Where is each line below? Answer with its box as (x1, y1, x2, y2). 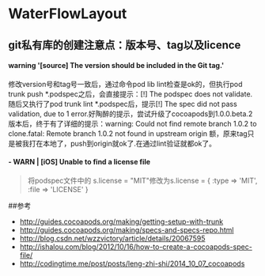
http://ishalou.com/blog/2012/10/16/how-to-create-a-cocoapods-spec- (19, 242, 253, 251)
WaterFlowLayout (8, 5, 127, 23)
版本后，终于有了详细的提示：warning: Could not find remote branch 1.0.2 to (8, 119, 257, 128)
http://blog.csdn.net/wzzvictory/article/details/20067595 (19, 233, 206, 243)
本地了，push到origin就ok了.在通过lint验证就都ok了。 (42, 138, 216, 148)
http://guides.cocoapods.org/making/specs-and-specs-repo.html (19, 225, 235, 234)
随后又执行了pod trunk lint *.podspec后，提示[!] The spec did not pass (8, 99, 237, 108)
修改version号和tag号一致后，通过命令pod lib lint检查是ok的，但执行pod (8, 79, 243, 89)
